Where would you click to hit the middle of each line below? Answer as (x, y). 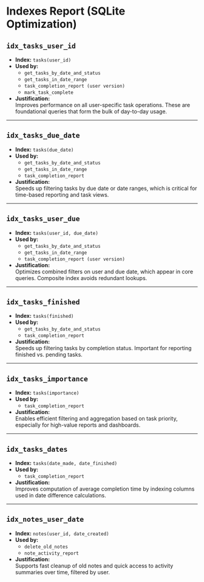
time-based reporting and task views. (62, 195)
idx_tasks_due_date (43, 135)
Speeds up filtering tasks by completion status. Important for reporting (103, 348)
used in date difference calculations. (60, 496)
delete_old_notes (46, 547)
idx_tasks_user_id (41, 46)
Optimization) (42, 24)
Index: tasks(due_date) (44, 149)
